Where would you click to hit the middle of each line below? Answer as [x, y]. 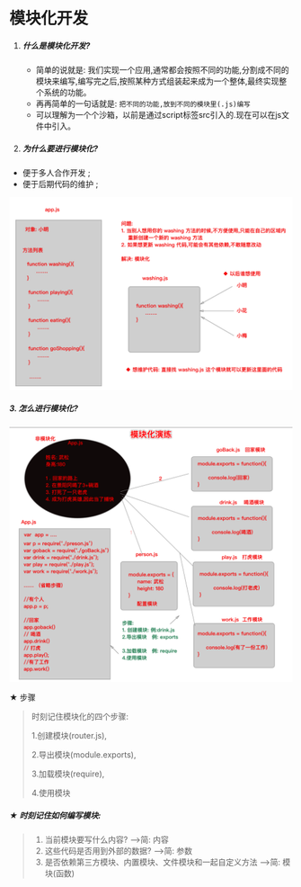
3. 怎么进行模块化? [44, 408]
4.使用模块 [51, 793]
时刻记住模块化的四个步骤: [80, 717]
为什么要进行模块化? [60, 148]
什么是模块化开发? [56, 45]
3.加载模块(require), [68, 774]
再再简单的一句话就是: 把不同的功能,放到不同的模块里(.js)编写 [143, 103]
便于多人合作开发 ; [56, 173]
